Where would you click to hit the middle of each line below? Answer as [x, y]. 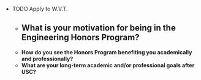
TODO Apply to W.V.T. [40, 9]
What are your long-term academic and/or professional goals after [108, 65]
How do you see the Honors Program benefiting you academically [107, 52]
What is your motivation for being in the [98, 28]
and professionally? [47, 59]
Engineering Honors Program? [80, 38]
